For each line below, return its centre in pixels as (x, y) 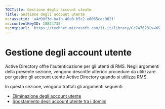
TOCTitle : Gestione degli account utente (48, 10)
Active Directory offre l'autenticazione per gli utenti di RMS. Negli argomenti (82, 66)
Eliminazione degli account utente (47, 96)
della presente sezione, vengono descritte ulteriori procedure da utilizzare (80, 72)
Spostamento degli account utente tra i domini (59, 102)
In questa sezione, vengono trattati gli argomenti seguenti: (64, 87)
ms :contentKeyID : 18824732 (33, 24)
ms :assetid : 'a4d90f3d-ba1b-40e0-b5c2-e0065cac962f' (61, 19)
